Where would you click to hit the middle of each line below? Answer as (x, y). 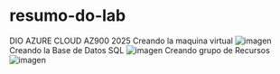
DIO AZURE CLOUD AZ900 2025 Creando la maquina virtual (121, 41)
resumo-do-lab (68, 16)
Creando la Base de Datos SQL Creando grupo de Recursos (140, 50)
